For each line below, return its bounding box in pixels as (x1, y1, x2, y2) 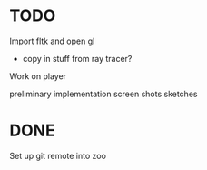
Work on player (9, 70, 66, 82)
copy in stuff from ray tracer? (22, 53, 133, 64)
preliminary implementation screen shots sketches (9, 88, 198, 99)
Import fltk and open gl (9, 35, 95, 46)
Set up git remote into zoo (9, 150, 107, 161)
